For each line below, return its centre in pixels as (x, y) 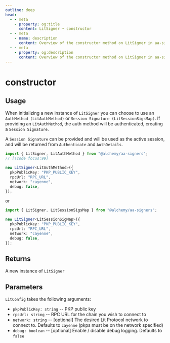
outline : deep (20, 10)
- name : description (36, 39)
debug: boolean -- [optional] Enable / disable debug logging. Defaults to (87, 331)
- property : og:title (37, 24)
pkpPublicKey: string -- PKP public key (54, 309)
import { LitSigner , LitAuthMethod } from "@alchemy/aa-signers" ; (77, 154)
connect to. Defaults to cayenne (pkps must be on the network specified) (88, 325)
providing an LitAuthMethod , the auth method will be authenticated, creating (84, 124)
